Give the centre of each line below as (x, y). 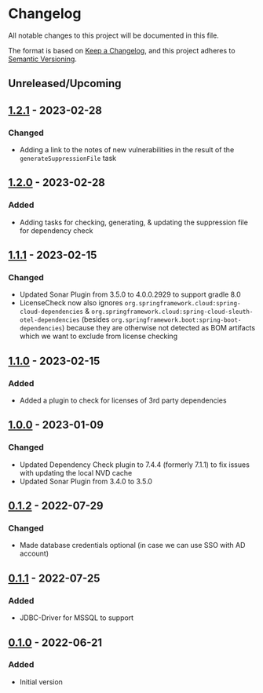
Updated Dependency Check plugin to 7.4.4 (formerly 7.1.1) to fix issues (134, 465)
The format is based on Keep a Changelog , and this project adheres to (122, 50)
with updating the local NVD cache (76, 472)
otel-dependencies (49, 320)
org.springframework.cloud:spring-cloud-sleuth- (172, 312)
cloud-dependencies (51, 312)
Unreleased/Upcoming (65, 84)
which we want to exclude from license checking (99, 336)
